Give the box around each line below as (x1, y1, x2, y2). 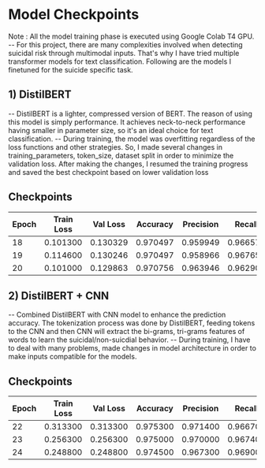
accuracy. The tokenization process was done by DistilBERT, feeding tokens (8, 318, 256, 328)
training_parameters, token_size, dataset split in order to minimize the (8, 150, 234, 160)
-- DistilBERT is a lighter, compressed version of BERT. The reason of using (8, 109, 252, 118)
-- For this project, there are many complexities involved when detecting (8, 39, 243, 49)
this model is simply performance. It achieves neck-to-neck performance (8, 117, 246, 127)
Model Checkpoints (8, 6, 140, 24)
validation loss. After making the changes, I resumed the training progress (8, 159, 248, 169)
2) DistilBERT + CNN (8, 289, 110, 303)
